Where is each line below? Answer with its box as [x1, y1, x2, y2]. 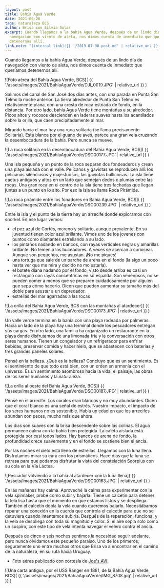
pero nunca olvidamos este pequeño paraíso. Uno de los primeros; [5, 538, 140, 544]
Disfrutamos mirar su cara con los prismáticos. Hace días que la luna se [5, 452, 150, 459]
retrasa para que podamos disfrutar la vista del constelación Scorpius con [5, 458, 154, 464]
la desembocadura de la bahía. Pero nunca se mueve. [5, 137, 113, 143]
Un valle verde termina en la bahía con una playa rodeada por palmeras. [5, 317, 150, 323]
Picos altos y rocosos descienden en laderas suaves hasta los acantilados [5, 112, 154, 118]
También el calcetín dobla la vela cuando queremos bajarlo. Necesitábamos [5, 503, 157, 508]
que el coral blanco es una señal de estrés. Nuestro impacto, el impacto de [5, 403, 156, 408]
